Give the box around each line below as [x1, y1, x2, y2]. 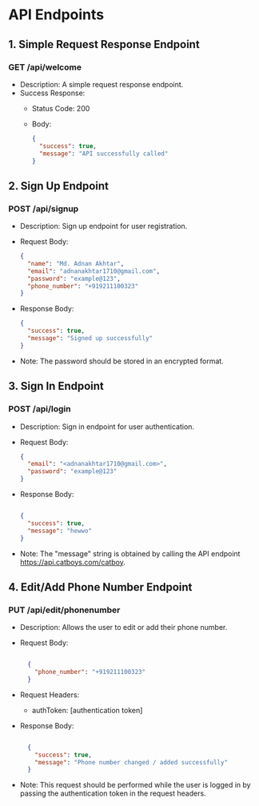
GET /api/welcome [8, 62, 82, 73]
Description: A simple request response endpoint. [19, 79, 184, 89]
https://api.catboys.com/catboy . [19, 557, 126, 567]
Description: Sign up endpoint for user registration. [19, 222, 188, 231]
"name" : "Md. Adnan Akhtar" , [27, 259, 125, 267]
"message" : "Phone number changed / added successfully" [34, 758, 229, 766]
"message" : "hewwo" [27, 527, 93, 535]
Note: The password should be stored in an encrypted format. [19, 356, 224, 366]
